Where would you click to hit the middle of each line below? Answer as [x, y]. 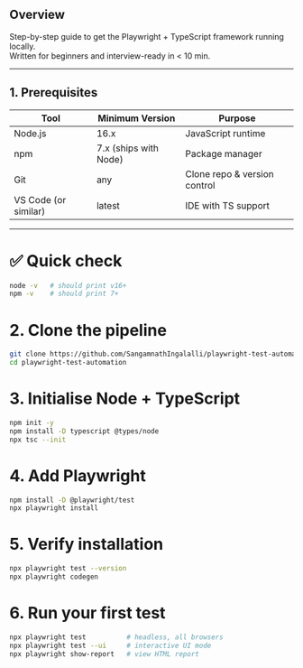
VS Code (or [40, 199]
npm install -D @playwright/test [72, 500]
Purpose [237, 118]
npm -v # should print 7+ [64, 294]
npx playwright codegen [54, 577]
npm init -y [32, 422]
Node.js [30, 133]
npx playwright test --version [68, 569]
